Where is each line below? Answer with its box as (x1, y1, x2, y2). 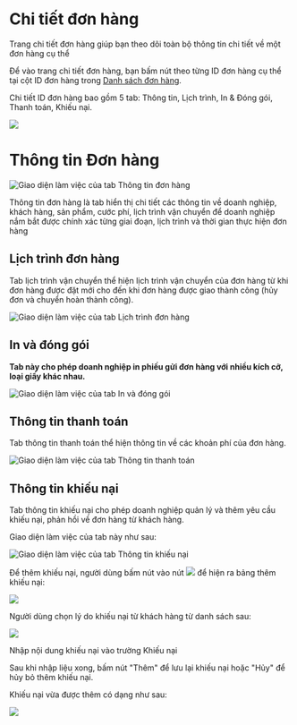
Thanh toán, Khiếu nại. (9, 101, 92, 112)
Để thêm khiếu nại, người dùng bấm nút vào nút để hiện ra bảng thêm (9, 567, 276, 578)
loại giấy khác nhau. (9, 371, 86, 381)
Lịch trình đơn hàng (9, 252, 120, 267)
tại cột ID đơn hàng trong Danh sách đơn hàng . (9, 74, 182, 85)
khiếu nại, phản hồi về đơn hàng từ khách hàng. (9, 515, 185, 525)
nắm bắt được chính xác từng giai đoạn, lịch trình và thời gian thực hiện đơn (9, 216, 288, 226)
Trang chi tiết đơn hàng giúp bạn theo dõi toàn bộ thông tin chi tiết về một (9, 38, 282, 49)
